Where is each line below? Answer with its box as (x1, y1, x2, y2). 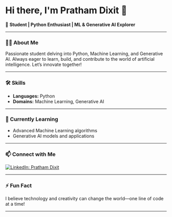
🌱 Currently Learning (5, 116, 58, 123)
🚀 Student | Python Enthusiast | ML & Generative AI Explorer (5, 21, 136, 28)
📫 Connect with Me (5, 151, 56, 158)
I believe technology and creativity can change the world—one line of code (5, 196, 164, 202)
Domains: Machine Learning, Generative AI (12, 98, 104, 104)
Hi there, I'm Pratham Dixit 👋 (5, 5, 127, 16)
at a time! (5, 201, 25, 207)
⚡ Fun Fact (5, 182, 32, 189)
